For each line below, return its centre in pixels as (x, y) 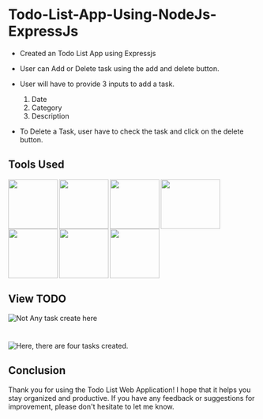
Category (47, 108)
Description (50, 115)
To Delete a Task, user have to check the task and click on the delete (131, 131)
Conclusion (37, 370)
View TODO (38, 299)
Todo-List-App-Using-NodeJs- (113, 15)
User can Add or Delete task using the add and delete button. (119, 68)
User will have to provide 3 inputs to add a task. (97, 84)
